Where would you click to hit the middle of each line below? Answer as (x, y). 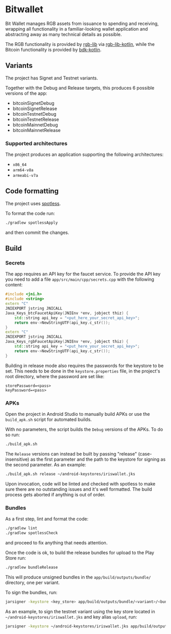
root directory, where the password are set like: (55, 376)
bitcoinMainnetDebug (35, 125)
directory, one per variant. (33, 583)
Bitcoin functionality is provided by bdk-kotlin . (53, 49)
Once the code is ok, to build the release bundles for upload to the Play (80, 552)
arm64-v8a (23, 170)
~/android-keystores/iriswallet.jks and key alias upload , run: (71, 617)
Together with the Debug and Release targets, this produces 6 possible (80, 88)
